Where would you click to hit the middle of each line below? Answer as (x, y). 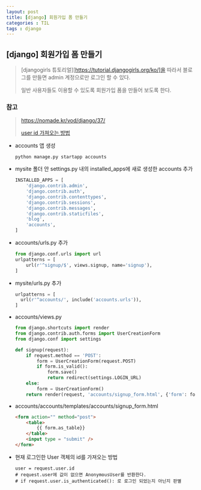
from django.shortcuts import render (62, 328)
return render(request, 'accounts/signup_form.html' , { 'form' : (106, 394)
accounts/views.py (38, 317)
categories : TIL (28, 23)
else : (33, 384)
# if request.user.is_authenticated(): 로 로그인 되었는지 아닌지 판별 (98, 481)
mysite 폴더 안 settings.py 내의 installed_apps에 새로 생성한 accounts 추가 (104, 169)
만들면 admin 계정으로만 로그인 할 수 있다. (81, 77)
